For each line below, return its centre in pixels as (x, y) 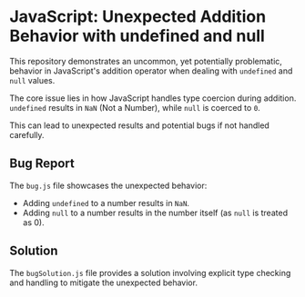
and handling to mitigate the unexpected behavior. (104, 282)
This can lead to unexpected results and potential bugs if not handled (140, 125)
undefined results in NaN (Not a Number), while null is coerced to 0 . (135, 107)
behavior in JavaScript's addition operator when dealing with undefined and (151, 71)
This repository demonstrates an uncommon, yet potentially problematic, (146, 61)
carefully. (27, 134)
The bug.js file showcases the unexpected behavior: (108, 185)
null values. (32, 80)
